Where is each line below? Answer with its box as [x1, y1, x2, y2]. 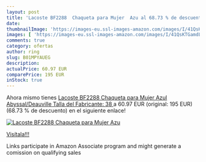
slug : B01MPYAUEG [6, 54, 51, 61]
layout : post [6, 9, 40, 15]
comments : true [6, 37, 45, 43]
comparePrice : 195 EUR [6, 72, 64, 78]
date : [6, 20, 20, 26]
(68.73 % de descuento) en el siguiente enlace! [6, 107, 126, 114]
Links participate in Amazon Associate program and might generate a [6, 142, 181, 150]
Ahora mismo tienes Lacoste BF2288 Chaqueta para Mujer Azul [6, 94, 167, 101]
